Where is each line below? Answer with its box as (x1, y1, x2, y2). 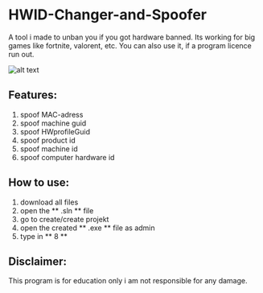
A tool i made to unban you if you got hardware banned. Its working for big (8, 32, 256, 42)
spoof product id (19, 135, 76, 145)
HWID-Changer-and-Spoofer (8, 6, 208, 24)
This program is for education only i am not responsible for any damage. (8, 276, 248, 286)
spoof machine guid (19, 118, 87, 128)
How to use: (8, 175, 70, 190)
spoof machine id (19, 143, 78, 154)
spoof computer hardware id (19, 152, 115, 162)
